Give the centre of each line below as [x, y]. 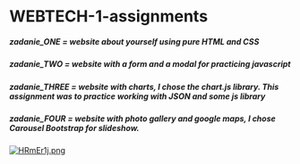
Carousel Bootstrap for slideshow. [74, 127]
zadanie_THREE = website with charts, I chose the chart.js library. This [144, 86]
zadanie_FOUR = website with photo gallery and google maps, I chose [142, 119]
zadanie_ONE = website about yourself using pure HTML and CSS [134, 41]
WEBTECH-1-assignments [109, 16]
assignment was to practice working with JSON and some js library [137, 96]
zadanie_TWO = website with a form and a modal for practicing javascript [150, 64]
